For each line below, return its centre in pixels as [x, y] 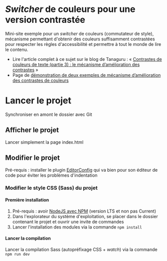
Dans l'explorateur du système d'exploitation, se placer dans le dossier [85, 216]
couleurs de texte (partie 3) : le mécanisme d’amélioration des [76, 64]
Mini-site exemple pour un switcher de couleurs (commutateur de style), [80, 33]
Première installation [27, 200]
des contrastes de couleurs [40, 80]
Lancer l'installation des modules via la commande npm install [77, 227]
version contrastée [45, 20]
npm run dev [17, 254]
